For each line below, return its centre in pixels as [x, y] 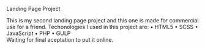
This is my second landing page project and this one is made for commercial [102, 20]
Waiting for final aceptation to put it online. [60, 40]
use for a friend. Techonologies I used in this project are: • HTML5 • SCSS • [102, 27]
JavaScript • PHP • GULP [39, 33]
